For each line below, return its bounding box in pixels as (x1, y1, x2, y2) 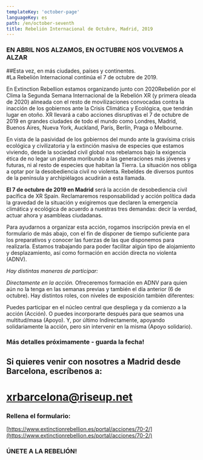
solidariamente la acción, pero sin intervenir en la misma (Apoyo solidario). (6, 323, 193, 330)
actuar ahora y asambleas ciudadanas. (6, 211, 103, 218)
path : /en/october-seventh (6, 20, 75, 26)
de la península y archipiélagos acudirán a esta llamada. (6, 174, 146, 182)
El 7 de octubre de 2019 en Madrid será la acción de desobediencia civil (6, 186, 188, 193)
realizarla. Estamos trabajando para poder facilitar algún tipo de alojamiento (6, 243, 196, 250)
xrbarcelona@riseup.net (6, 390, 133, 404)
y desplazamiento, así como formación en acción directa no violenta (6, 249, 177, 256)
